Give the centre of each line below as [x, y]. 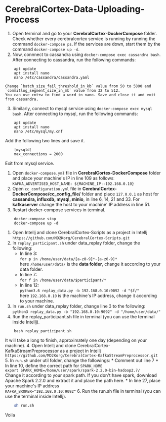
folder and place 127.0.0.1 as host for [120, 194]
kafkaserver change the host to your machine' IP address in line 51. [81, 204]
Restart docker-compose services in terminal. [59, 210]
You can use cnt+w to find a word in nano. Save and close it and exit [80, 95]
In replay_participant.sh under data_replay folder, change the [76, 243]
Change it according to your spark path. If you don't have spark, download [81, 375]
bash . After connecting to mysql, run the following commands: [75, 114]
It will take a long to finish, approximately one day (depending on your [76, 340]
